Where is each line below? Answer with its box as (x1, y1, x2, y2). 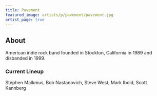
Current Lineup (5, 68, 44, 75)
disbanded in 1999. (5, 55, 46, 62)
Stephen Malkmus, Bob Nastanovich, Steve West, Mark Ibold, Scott (5, 80, 147, 86)
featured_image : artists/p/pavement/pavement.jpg (5, 12, 114, 17)
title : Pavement (5, 7, 40, 13)
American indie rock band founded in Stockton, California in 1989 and (5, 50, 152, 56)
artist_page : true (5, 17, 45, 22)
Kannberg (5, 85, 27, 91)
